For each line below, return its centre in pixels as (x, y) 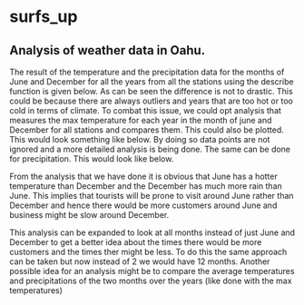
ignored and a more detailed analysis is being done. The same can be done (150, 149)
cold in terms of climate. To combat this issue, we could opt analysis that (145, 110)
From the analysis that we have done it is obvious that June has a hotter (144, 176)
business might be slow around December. (89, 215)
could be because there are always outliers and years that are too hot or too (151, 101)
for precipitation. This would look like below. (92, 159)
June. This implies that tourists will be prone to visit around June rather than (152, 196)
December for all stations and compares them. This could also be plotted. (147, 130)
